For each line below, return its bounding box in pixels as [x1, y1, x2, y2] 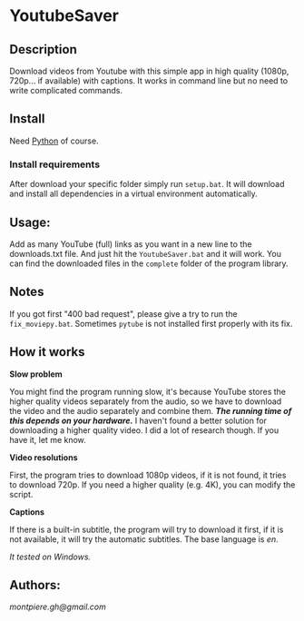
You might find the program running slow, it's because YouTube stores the [9, 386, 287, 397]
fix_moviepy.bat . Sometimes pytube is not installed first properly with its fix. [9, 318, 293, 329]
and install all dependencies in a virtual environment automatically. [9, 188, 258, 200]
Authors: [9, 577, 61, 593]
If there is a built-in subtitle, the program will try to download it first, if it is [9, 524, 284, 535]
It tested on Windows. [9, 551, 92, 562]
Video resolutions [9, 451, 79, 463]
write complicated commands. [9, 85, 123, 95]
